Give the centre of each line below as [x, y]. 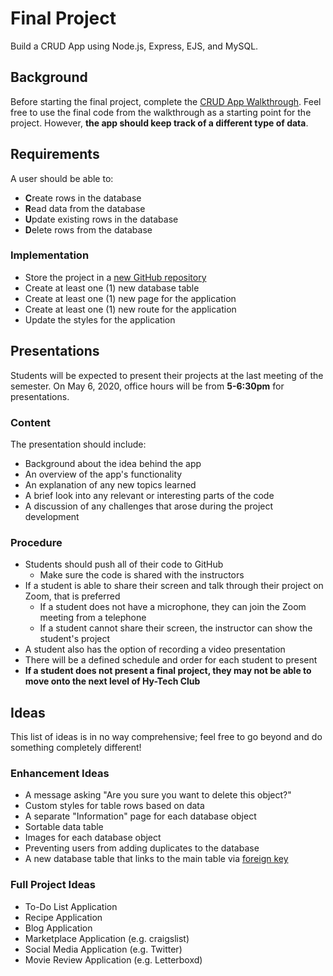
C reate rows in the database [83, 198]
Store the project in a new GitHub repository [115, 277]
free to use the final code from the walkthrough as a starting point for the [161, 112]
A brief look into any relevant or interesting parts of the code [149, 495]
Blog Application [58, 928]
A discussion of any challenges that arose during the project [149, 506]
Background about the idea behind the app [113, 463]
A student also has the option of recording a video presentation [155, 649]
